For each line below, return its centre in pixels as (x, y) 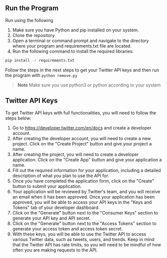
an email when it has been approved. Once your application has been (83, 196)
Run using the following (29, 20)
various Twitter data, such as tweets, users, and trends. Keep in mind (83, 239)
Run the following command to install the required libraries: (73, 51)
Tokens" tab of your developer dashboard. (56, 207)
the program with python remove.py (41, 75)
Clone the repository (33, 35)
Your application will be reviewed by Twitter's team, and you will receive (86, 191)
